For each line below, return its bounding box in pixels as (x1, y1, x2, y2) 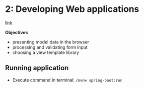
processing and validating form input (12, 44, 88, 50)
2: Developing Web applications (5, 3, 140, 15)
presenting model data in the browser (12, 39, 89, 45)
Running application (5, 64, 69, 72)
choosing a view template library (12, 49, 79, 55)
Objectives (5, 29, 28, 35)
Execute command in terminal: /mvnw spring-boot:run (12, 77, 123, 83)
